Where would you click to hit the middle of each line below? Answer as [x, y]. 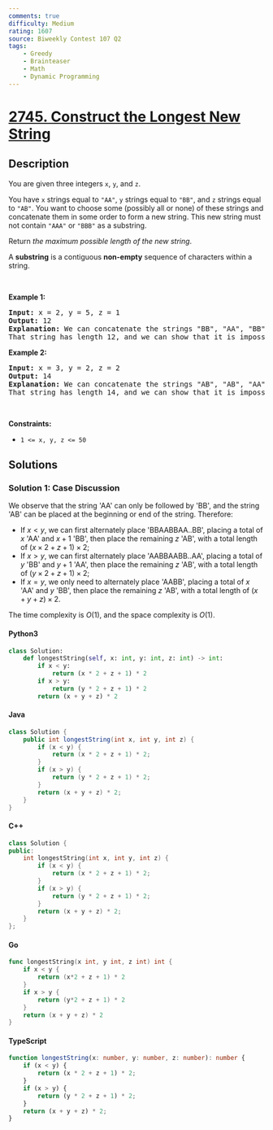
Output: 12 [30, 321]
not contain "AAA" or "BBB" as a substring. [78, 225]
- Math [34, 69]
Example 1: [27, 297]
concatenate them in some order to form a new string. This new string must [135, 216]
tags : [17, 46]
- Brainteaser [47, 62]
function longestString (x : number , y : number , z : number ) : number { [127, 1058]
